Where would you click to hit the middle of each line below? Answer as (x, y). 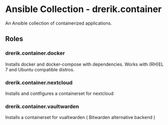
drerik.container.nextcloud (39, 82)
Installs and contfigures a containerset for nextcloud (60, 93)
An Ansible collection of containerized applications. (59, 23)
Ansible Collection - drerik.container (83, 9)
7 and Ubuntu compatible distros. (40, 69)
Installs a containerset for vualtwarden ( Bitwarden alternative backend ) (80, 117)
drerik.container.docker (35, 53)
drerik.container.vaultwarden (42, 106)
